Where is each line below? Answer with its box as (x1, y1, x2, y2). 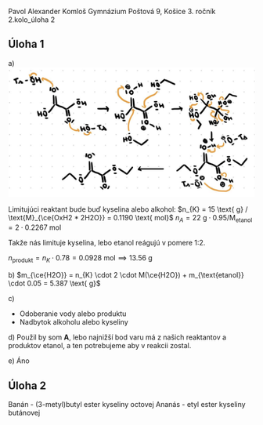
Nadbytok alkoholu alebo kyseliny (19, 318, 129, 327)
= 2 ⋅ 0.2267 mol (8, 223, 62, 232)
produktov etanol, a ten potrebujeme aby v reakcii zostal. (8, 341, 192, 351)
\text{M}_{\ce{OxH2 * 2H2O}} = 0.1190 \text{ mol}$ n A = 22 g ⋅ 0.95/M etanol (8, 212, 253, 224)
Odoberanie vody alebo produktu (19, 309, 127, 318)
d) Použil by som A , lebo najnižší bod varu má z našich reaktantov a (8, 332, 227, 342)
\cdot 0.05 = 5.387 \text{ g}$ (8, 278, 101, 289)
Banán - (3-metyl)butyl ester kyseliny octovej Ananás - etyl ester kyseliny (8, 400, 246, 409)
